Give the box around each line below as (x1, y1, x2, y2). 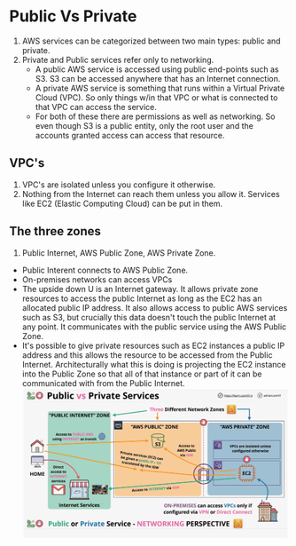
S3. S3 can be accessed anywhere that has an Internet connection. (35, 73, 281, 83)
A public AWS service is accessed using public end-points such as (35, 64, 279, 75)
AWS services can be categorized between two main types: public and (21, 36, 281, 46)
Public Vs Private (9, 6, 137, 27)
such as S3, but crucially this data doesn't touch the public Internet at (21, 312, 277, 322)
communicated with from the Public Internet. (21, 377, 185, 388)
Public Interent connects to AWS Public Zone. (21, 265, 189, 275)
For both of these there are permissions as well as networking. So (35, 111, 276, 122)
